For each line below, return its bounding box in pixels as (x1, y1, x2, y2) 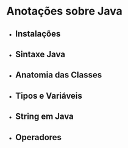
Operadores (15, 132, 62, 143)
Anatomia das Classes (15, 70, 102, 80)
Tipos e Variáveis (15, 90, 82, 101)
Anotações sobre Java (6, 4, 123, 18)
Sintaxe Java (15, 49, 66, 59)
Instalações (15, 29, 61, 39)
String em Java (15, 111, 74, 122)
